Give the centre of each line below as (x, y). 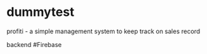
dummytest (40, 12)
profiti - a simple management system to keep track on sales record (104, 31)
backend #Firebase (34, 44)
